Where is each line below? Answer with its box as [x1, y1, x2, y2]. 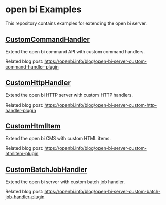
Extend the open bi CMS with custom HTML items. [5, 135, 111, 142]
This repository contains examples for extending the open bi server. [5, 20, 147, 26]
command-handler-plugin [5, 63, 59, 70]
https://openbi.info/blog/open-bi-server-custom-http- [44, 101, 157, 108]
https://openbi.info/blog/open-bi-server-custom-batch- [44, 189, 161, 195]
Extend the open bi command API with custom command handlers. [5, 48, 145, 54]
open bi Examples [5, 4, 82, 15]
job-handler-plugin [5, 194, 45, 200]
